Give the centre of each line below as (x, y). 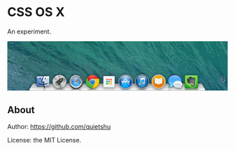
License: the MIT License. (44, 140)
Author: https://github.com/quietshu (59, 127)
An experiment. (29, 31)
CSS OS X (36, 12)
